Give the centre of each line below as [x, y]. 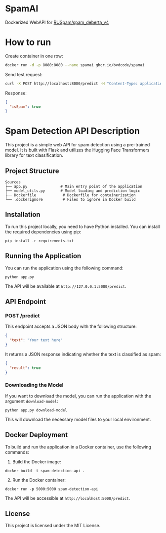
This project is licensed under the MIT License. [53, 526]
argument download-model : [32, 401]
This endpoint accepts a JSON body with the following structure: [71, 326]
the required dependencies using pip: [43, 232]
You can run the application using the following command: [64, 268]
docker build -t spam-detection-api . [45, 471]
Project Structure [32, 171]
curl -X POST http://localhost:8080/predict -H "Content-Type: [72, 84]
